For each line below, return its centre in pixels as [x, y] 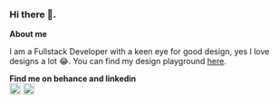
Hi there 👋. [33, 14]
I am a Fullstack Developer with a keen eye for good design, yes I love [139, 52]
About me [29, 34]
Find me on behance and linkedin [73, 79]
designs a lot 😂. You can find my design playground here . [118, 61]
